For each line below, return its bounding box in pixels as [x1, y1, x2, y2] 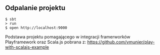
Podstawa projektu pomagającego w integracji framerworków [5, 34, 131, 39]
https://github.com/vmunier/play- [87, 39, 155, 45]
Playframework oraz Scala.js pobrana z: [5, 39, 86, 45]
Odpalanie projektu [5, 4, 66, 12]
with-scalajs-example [5, 44, 49, 50]
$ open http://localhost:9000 [5, 25, 68, 30]
